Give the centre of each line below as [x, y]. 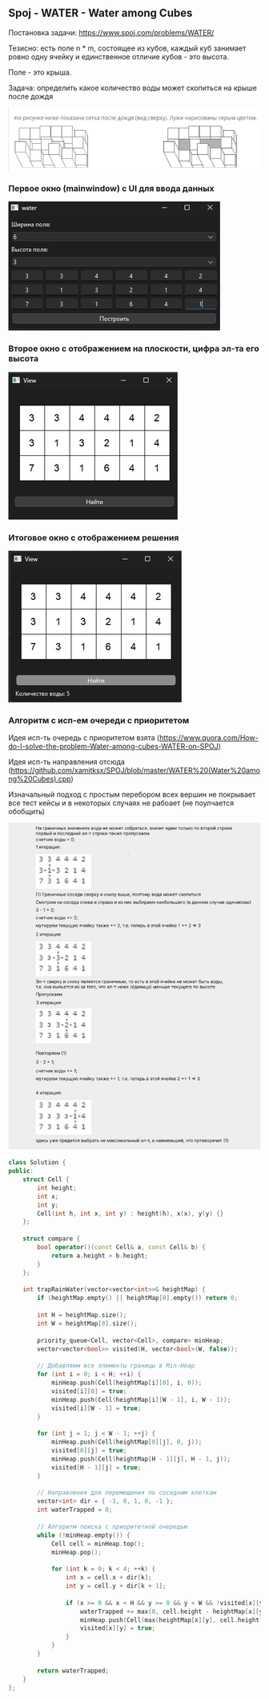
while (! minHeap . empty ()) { [84, 1535]
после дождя [31, 96]
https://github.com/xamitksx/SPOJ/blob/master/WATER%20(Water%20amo [135, 771]
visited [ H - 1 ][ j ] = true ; [96, 1467]
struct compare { [52, 1239]
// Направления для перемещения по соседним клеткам [127, 1493]
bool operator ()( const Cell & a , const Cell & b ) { [121, 1248]
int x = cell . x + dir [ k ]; [108, 1578]
